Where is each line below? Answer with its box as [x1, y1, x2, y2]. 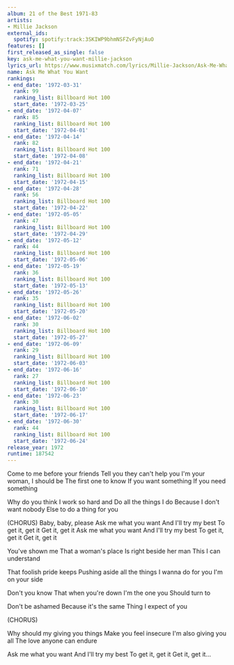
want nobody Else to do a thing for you [7, 506, 118, 514]
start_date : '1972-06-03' [13, 360, 89, 367]
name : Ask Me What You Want [7, 68, 89, 75]
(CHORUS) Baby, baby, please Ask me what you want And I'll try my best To [7, 519, 225, 527]
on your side [7, 575, 43, 584]
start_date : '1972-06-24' [13, 437, 89, 444]
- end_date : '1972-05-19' [7, 263, 82, 269]
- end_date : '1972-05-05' [7, 211, 82, 218]
